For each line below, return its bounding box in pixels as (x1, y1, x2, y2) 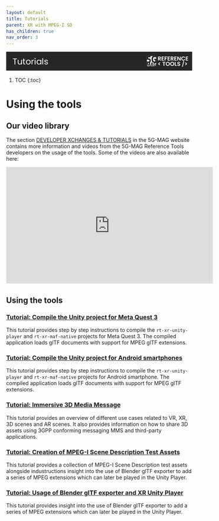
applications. (6, 433, 37, 440)
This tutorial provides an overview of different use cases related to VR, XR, (6, 414, 188, 421)
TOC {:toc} (14, 77, 41, 84)
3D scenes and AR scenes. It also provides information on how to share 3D (6, 420, 188, 428)
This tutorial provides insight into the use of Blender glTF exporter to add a (6, 502, 188, 509)
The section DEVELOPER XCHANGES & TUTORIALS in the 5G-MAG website (6, 137, 190, 144)
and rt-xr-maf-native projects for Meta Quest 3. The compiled (23, 333, 176, 339)
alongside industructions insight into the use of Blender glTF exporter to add (6, 467, 192, 474)
